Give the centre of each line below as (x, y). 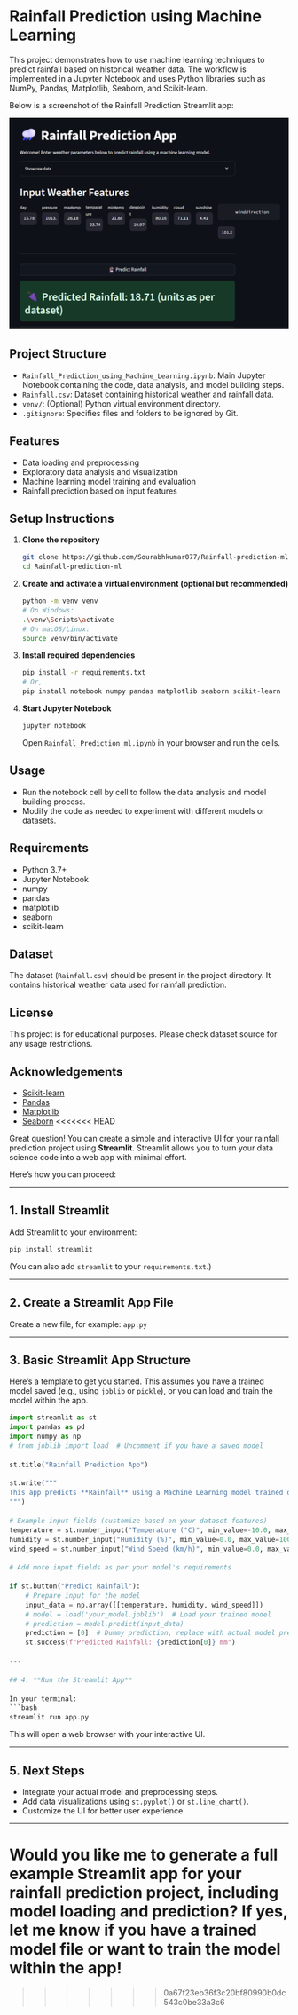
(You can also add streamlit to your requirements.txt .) (110, 1266)
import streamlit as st (53, 1418)
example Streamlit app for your (125, 1874)
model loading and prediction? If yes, (149, 1912)
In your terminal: (43, 1699)
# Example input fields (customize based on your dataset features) (138, 1521)
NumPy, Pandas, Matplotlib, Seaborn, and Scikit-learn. (109, 88)
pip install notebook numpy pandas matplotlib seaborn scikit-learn (151, 691)
